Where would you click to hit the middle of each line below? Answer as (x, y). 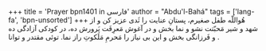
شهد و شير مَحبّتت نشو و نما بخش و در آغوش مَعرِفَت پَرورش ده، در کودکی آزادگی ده (133, 28)
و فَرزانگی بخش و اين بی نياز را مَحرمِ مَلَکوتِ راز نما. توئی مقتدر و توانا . (114, 37)
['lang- (243, 12)
